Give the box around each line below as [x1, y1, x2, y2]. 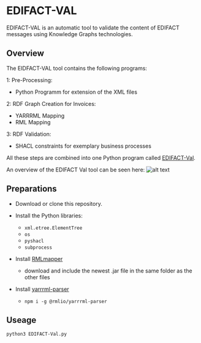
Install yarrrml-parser [15, 285, 69, 293]
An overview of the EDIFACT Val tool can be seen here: [6, 166, 145, 173]
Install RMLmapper [15, 255, 63, 262]
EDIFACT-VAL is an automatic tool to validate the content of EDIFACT [6, 24, 180, 31]
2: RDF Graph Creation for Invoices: [6, 100, 96, 107]
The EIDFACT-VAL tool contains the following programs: [6, 64, 147, 72]
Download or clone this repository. [15, 200, 102, 207]
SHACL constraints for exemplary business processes [15, 142, 152, 149]
